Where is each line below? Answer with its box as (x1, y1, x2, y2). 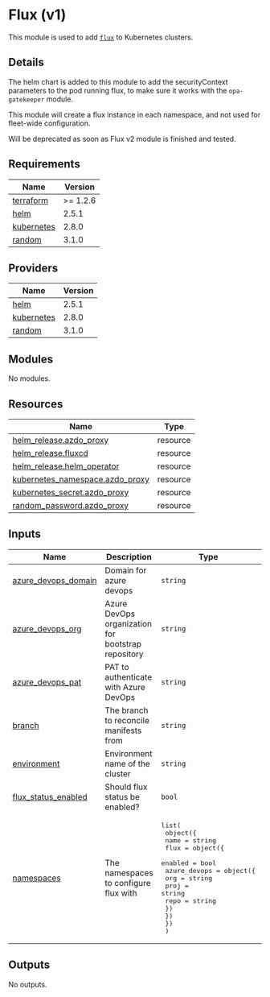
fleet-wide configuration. (8, 118, 91, 128)
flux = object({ (164, 843, 225, 852)
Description (105, 551, 153, 562)
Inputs (8, 527, 42, 541)
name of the (104, 758, 150, 769)
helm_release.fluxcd (12, 448, 88, 458)
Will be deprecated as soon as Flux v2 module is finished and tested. (8, 134, 236, 143)
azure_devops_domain (12, 574, 98, 585)
